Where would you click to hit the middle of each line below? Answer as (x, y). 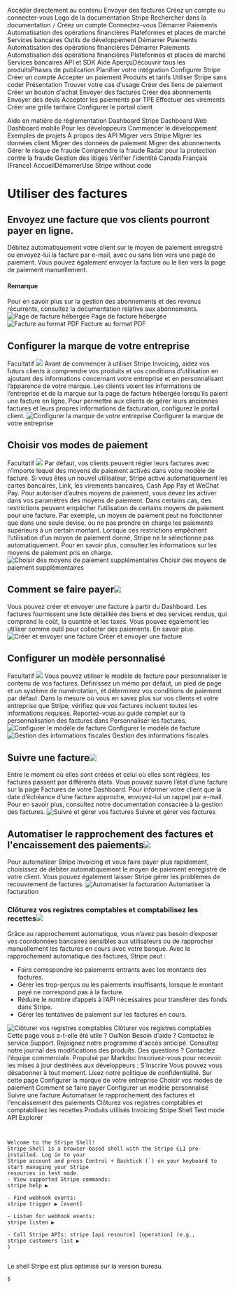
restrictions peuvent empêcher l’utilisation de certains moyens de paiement (116, 507)
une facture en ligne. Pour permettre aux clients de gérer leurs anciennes (113, 401)
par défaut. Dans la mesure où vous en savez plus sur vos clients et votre (113, 698)
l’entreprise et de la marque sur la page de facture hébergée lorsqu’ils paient (117, 394)
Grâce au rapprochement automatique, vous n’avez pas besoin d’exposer (113, 934)
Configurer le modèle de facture (154, 728)
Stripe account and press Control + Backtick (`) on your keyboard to (112, 1161)
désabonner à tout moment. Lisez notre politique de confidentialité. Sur (110, 1073)
